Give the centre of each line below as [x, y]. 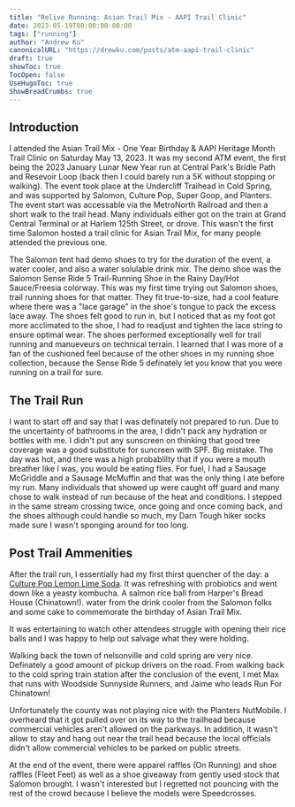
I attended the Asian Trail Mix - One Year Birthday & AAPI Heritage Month [142, 149]
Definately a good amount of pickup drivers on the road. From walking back [147, 665]
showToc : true [35, 67]
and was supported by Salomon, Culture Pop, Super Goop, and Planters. [141, 196]
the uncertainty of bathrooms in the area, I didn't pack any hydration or [138, 431]
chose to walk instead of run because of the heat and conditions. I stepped [146, 497]
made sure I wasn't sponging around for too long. [99, 525]
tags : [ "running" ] [43, 34]
